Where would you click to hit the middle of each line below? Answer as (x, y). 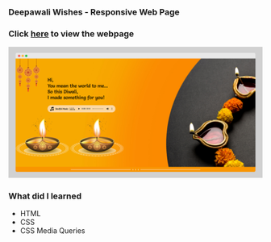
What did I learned (45, 196)
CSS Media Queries (52, 231)
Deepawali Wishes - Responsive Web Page (94, 12)
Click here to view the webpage (71, 33)
